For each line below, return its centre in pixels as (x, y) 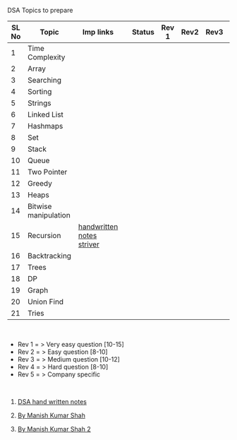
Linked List (45, 114)
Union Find (46, 302)
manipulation (49, 215)
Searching (45, 80)
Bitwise (40, 206)
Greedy (40, 183)
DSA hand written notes (52, 402)
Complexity (47, 57)
